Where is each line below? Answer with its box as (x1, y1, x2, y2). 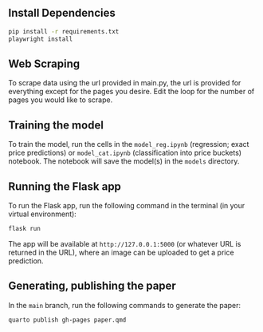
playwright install (8, 35, 73, 43)
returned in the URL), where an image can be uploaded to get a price (8, 247, 234, 257)
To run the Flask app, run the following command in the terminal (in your (8, 201, 245, 210)
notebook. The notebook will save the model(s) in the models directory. (8, 156, 240, 166)
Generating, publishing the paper (8, 279, 177, 293)
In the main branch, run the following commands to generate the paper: (8, 300, 241, 310)
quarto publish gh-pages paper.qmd (8, 315, 127, 324)
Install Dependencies (8, 6, 116, 20)
